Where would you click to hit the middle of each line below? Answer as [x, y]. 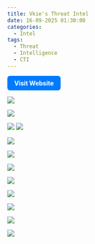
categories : [24, 27]
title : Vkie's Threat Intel [48, 14]
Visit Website [34, 83]
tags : [15, 40]
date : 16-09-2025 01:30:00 [46, 20]
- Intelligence [36, 53]
